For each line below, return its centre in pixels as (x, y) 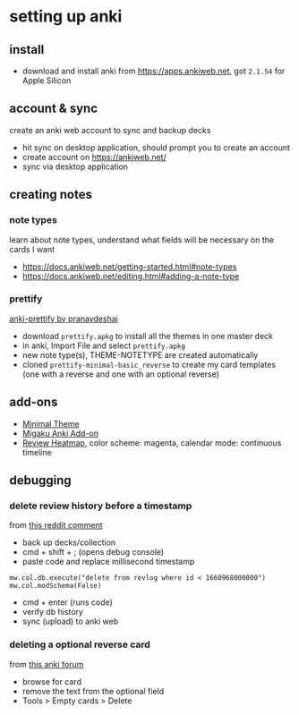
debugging (40, 480)
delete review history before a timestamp (101, 506)
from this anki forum (47, 664)
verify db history (52, 612)
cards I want (32, 249)
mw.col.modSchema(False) (56, 586)
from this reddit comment (56, 525)
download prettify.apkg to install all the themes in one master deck (148, 336)
